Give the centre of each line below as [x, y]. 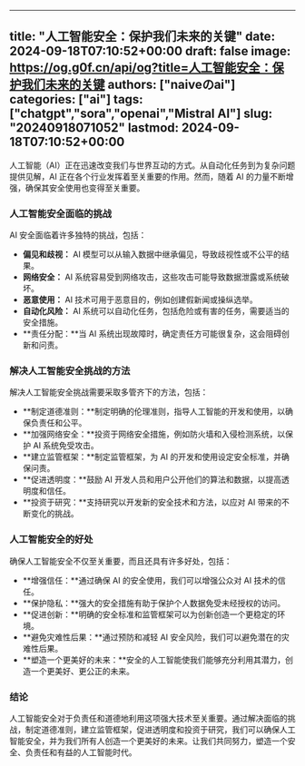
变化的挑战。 [54, 514]
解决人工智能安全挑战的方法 [70, 371]
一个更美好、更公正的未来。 [82, 671]
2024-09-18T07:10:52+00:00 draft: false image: [150, 51]
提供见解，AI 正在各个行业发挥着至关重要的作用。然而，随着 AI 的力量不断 [148, 176]
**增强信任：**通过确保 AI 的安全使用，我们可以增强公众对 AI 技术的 [150, 580]
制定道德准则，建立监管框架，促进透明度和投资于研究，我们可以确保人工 [160, 730]
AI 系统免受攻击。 [66, 446]
